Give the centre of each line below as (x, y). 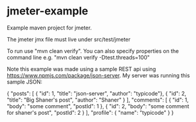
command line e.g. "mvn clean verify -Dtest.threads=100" (78, 57)
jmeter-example (47, 11)
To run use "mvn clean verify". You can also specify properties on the (93, 51)
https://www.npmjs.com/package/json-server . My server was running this (98, 75)
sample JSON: (25, 82)
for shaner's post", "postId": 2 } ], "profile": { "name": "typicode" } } (90, 112)
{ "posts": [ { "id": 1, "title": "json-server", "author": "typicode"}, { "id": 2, (97, 93)
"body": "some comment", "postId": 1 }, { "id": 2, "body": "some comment (98, 106)
